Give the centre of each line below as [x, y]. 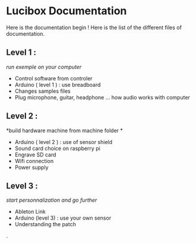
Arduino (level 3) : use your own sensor [63, 218]
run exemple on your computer [44, 67]
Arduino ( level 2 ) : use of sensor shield [64, 142]
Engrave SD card [35, 154]
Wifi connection [34, 161]
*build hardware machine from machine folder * [65, 130]
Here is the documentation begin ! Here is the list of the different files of [94, 27]
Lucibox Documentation [67, 11]
